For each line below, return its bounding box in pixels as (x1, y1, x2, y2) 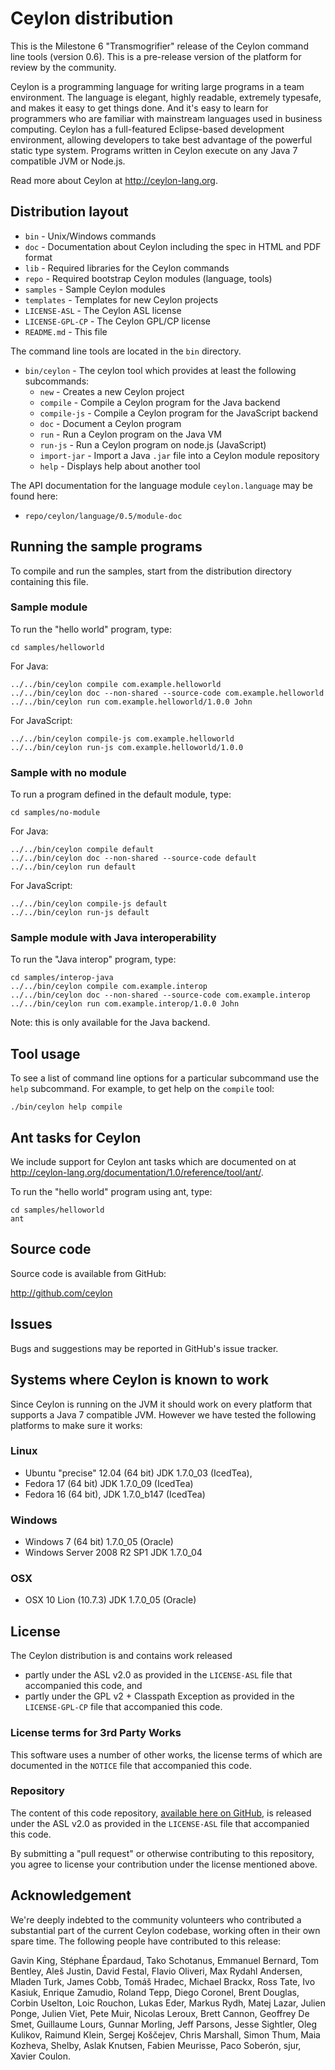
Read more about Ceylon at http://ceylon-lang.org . (10, 174, 218, 186)
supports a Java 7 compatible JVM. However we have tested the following (10, 1408, 317, 1421)
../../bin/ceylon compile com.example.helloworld (10, 679, 222, 689)
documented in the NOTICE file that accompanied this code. (10, 1759, 252, 1771)
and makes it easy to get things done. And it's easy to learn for (10, 102, 269, 114)
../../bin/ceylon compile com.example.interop (10, 982, 208, 992)
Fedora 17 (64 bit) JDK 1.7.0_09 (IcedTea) (24, 1477, 194, 1489)
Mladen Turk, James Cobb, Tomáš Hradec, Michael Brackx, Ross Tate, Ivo (10, 1975, 316, 1987)
